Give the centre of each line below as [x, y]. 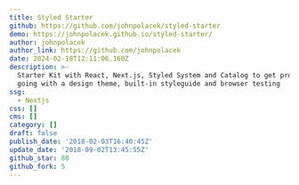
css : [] [24, 109]
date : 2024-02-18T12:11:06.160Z [69, 59]
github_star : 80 [39, 158]
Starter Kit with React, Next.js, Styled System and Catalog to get [147, 76]
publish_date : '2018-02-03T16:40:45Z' [81, 141]
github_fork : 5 [37, 166]
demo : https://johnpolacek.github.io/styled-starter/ [111, 34]
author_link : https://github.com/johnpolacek [95, 51]
